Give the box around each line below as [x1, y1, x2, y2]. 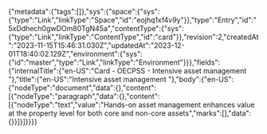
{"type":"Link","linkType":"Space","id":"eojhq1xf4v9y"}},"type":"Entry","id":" [8, 15, 257, 25]
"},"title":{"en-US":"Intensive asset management [8, 75, 167, 84]
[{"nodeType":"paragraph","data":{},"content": [8, 92, 160, 100]
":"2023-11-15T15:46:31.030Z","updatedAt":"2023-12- [8, 41, 185, 50]
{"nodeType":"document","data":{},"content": [8, 83, 157, 93]
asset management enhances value [138, 100, 255, 109]
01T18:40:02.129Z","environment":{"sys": [8, 49, 143, 58]
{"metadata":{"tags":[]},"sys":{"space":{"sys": [8, 7, 160, 16]
